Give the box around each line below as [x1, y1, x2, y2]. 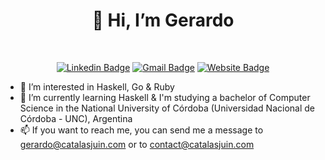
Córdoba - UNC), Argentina [19, 112, 133, 124]
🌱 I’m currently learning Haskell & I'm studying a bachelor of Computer [19, 91, 311, 103]
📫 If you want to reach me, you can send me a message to [19, 124, 264, 136]
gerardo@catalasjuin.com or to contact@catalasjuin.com [19, 138, 255, 150]
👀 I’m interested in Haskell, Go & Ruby [19, 80, 175, 93]
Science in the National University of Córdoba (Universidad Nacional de [19, 102, 316, 114]
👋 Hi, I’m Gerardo [91, 9, 235, 32]
